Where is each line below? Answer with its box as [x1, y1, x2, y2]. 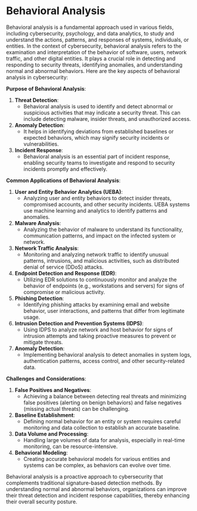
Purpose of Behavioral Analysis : [6, 85, 86, 92]
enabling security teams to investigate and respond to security [23, 159, 175, 166]
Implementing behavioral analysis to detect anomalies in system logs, [23, 351, 192, 358]
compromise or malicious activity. [23, 288, 105, 295]
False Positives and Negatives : [14, 386, 92, 393]
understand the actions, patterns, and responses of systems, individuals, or [6, 36, 189, 43]
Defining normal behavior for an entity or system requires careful [23, 417, 181, 425]
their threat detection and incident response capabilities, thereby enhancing [6, 492, 190, 499]
